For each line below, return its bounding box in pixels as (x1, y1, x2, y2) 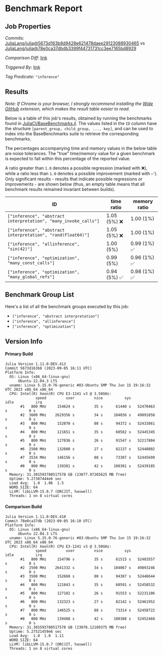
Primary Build (5, 351, 33, 357)
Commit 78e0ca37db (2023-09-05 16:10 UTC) (5, 518, 92, 524)
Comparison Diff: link (5, 55, 48, 61)
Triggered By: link (5, 64, 40, 70)
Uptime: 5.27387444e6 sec (9, 477, 62, 482)
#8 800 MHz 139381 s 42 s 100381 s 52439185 (20, 464, 155, 469)
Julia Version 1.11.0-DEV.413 (5, 362, 66, 367)
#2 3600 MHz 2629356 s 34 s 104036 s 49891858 (20, 413, 155, 418)
